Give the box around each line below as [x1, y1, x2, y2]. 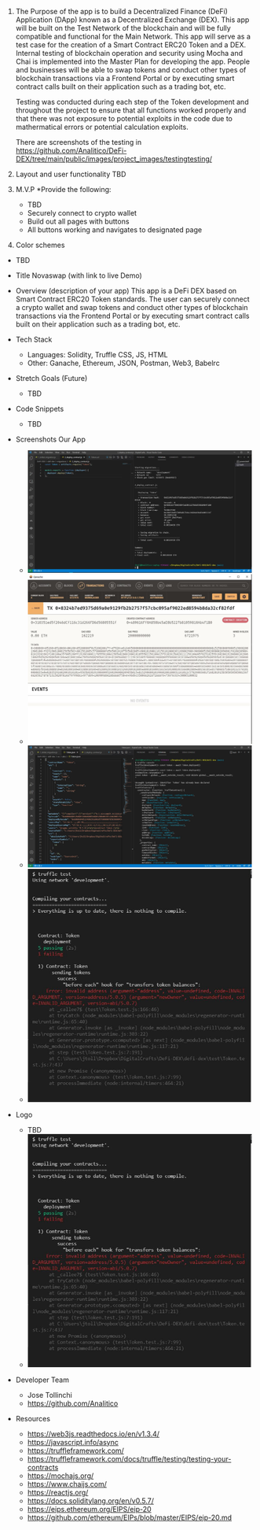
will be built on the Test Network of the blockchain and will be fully [15, 24, 232, 32]
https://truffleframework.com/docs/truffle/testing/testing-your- [27, 1454, 232, 1463]
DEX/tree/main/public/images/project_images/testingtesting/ [15, 154, 213, 164]
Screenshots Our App [15, 434, 86, 444]
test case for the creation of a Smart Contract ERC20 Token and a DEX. [15, 40, 247, 50]
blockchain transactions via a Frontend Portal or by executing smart [15, 74, 235, 83]
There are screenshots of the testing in [15, 138, 142, 146]
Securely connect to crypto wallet [27, 209, 137, 217]
